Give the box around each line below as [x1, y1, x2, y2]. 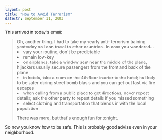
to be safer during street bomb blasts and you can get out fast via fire [16, 80, 156, 86]
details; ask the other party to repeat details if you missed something [16, 95, 154, 101]
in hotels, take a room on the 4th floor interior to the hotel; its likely [23, 75, 156, 80]
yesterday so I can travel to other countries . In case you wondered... [16, 44, 154, 50]
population [16, 106, 39, 111]
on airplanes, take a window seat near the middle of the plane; [23, 59, 147, 65]
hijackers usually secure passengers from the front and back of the [16, 64, 151, 70]
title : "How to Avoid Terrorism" [5, 12, 73, 16]
